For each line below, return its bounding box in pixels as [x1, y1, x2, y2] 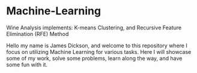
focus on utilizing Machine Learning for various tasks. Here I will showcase [6, 48, 192, 55]
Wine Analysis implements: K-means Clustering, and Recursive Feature [6, 24, 182, 31]
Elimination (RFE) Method [6, 30, 69, 37]
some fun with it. [6, 61, 48, 68]
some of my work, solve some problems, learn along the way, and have [6, 54, 183, 62]
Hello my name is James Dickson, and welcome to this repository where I [6, 42, 187, 49]
